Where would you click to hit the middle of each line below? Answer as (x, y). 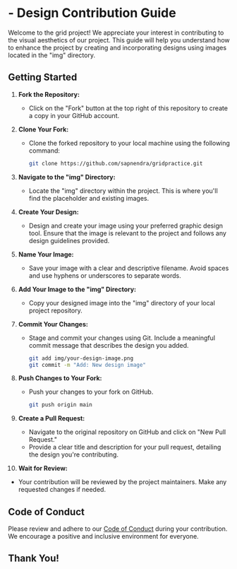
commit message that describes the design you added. (109, 345)
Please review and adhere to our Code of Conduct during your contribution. (118, 529)
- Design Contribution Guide (92, 13)
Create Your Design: (49, 212)
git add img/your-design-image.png (81, 358)
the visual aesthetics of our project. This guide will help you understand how (119, 40)
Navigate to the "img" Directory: (67, 177)
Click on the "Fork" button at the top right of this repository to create (128, 108)
